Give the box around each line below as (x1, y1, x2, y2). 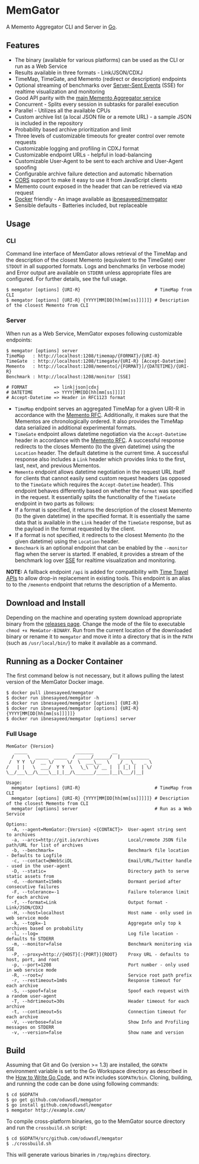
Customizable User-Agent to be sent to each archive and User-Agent (14, 157, 184, 164)
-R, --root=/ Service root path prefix (11, 972, 192, 978)
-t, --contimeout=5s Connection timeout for (11, 1009, 187, 1015)
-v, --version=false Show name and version (11, 1030, 184, 1036)
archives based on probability (6, 925, 84, 931)
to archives (6, 832, 36, 837)
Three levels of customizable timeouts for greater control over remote (14, 132, 185, 139)
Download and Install (6, 598, 86, 608)
